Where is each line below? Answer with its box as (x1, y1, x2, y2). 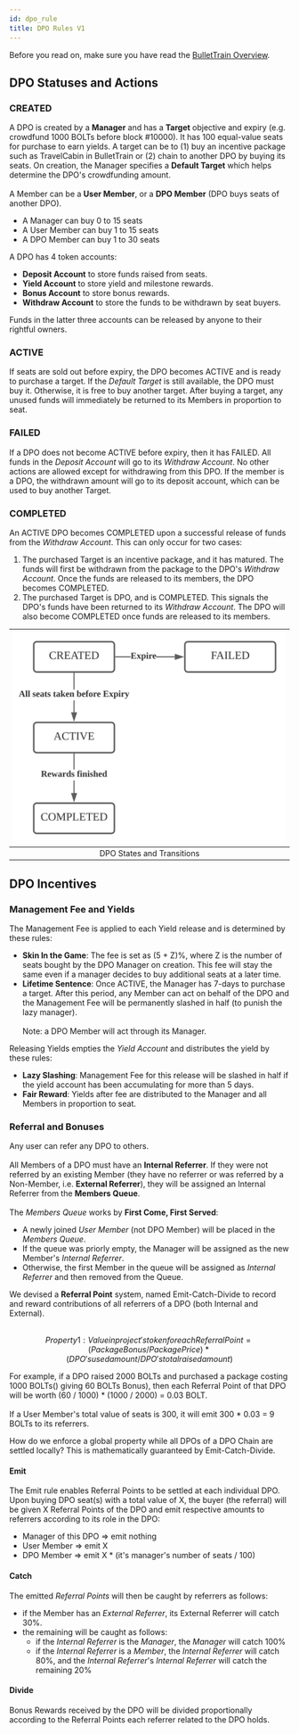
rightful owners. (9, 324, 68, 334)
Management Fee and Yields (9, 903, 135, 915)
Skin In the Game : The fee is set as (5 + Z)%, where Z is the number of (21, 950, 283, 961)
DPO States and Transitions (99, 847, 200, 858)
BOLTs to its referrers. (9, 1418, 90, 1429)
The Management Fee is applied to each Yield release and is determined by (9, 923, 287, 934)
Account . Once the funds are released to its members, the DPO (21, 574, 255, 584)
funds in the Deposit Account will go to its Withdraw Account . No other (9, 456, 270, 467)
